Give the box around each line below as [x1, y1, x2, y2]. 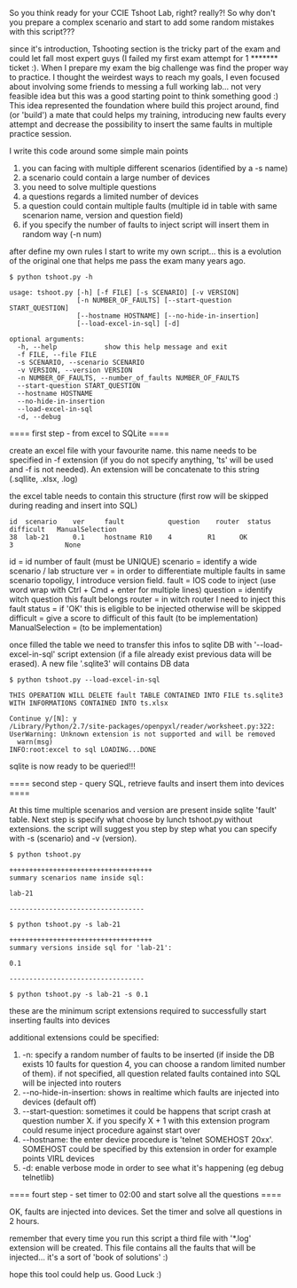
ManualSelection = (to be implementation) [9, 622, 163, 633]
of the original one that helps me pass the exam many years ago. [9, 256, 246, 265]
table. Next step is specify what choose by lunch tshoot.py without [9, 814, 253, 825]
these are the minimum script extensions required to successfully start [9, 1006, 267, 1015]
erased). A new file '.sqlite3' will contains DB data [9, 659, 190, 668]
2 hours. [9, 1216, 40, 1226]
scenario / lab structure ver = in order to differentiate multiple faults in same [9, 565, 286, 576]
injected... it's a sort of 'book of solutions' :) [9, 1252, 168, 1262]
